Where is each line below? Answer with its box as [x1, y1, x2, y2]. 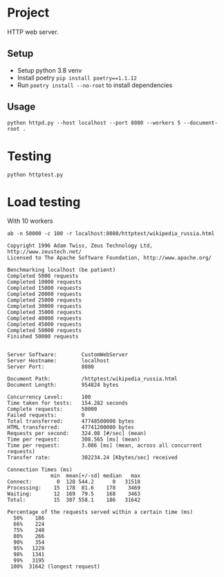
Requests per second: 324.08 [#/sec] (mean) [7, 430, 147, 437]
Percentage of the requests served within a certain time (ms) [7, 509, 194, 516]
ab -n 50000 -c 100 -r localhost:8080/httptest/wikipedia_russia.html [7, 230, 215, 237]
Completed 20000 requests [7, 291, 82, 298]
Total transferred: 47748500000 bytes [7, 418, 135, 425]
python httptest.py [7, 171, 64, 178]
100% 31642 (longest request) [10, 563, 100, 570]
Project [7, 5, 50, 21]
